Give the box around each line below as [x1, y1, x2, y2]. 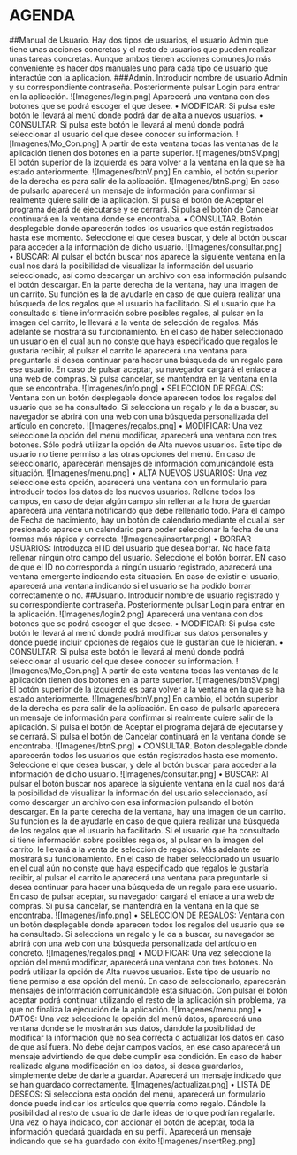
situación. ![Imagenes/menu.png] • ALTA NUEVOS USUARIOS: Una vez [9, 467, 268, 478]
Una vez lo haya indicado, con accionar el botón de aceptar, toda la [9, 1117, 255, 1128]
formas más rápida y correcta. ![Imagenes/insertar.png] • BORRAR [9, 533, 252, 544]
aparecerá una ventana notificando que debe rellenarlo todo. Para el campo [9, 505, 286, 515]
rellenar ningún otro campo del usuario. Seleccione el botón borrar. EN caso [9, 552, 286, 562]
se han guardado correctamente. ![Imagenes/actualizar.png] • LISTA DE [9, 1079, 271, 1089]
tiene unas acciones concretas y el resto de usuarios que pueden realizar [9, 43, 277, 54]
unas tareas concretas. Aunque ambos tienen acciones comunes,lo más [9, 53, 272, 64]
